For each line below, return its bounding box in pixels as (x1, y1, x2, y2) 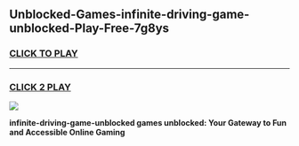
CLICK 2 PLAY (9, 81, 71, 93)
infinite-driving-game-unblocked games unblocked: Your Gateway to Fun (9, 117, 287, 127)
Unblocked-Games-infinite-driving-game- (9, 7, 250, 22)
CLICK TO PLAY (9, 48, 78, 60)
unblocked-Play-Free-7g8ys (9, 21, 170, 36)
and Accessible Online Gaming (9, 127, 125, 137)
